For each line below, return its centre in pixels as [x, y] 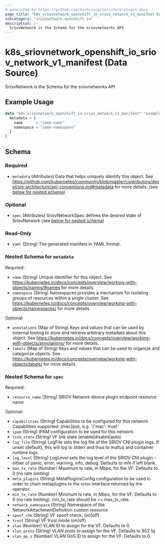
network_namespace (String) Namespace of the [58, 505]
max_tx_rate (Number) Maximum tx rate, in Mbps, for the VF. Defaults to [85, 468]
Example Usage [29, 102]
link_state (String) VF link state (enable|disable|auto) [67, 437]
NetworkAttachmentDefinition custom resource [60, 510]
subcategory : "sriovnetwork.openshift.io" [49, 19]
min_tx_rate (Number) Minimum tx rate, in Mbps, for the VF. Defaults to [84, 494]
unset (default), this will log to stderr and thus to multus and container [83, 447]
